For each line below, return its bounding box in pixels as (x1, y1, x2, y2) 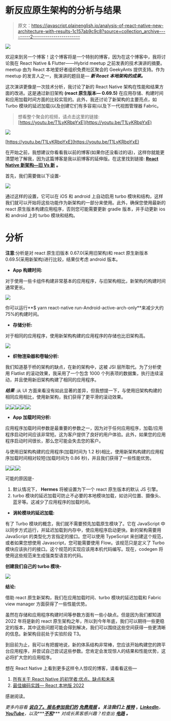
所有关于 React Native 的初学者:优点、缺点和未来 (12, 676, 115, 682)
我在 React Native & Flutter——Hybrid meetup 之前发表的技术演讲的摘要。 (9, 60, 165, 66)
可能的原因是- (5, 475, 35, 482)
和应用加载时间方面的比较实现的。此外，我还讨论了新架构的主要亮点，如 (5, 96, 157, 102)
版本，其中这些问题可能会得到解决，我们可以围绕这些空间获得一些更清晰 (14, 624, 166, 630)
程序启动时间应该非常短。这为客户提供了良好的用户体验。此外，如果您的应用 (5, 431, 166, 437)
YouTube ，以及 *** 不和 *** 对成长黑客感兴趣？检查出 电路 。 (5, 710, 131, 716)
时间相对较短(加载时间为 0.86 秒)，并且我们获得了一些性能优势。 (18, 455, 154, 461)
